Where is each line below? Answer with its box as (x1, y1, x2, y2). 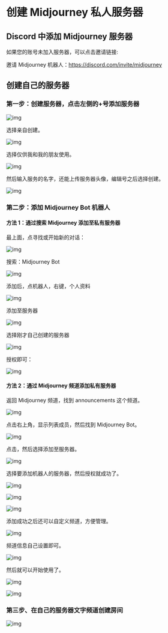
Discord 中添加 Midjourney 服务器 (6, 31, 133, 41)
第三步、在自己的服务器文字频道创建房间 (6, 606, 123, 614)
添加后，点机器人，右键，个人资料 (6, 282, 91, 289)
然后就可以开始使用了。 (6, 566, 64, 574)
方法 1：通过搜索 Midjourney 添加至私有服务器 (6, 219, 121, 226)
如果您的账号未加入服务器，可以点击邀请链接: (6, 49, 119, 55)
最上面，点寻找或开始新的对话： (6, 234, 85, 241)
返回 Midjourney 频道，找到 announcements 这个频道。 (6, 397, 143, 404)
